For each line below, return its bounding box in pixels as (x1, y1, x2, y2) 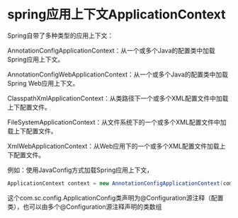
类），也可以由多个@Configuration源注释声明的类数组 (7, 202, 162, 211)
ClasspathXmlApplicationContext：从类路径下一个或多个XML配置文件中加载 (7, 93, 229, 103)
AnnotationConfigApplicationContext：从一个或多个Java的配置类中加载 (7, 46, 215, 54)
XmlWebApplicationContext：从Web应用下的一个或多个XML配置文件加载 (7, 142, 220, 150)
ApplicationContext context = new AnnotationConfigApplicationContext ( (7, 180, 223, 187)
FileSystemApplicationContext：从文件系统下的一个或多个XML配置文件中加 (7, 117, 227, 126)
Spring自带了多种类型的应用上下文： (7, 31, 114, 40)
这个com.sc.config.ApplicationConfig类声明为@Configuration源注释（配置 (7, 193, 224, 202)
